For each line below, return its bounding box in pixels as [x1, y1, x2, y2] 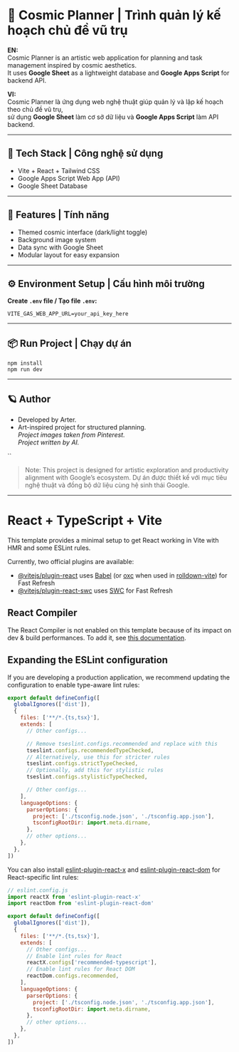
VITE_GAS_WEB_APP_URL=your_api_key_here [7, 311, 129, 318]
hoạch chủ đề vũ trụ [7, 22, 128, 38]
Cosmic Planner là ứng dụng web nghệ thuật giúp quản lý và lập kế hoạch [7, 97, 224, 106]
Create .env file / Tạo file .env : [7, 296, 97, 306]
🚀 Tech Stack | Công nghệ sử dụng [7, 147, 164, 160]
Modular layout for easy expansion [17, 250, 119, 259]
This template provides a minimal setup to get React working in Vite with [7, 536, 219, 544]
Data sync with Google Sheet [17, 243, 103, 251]
